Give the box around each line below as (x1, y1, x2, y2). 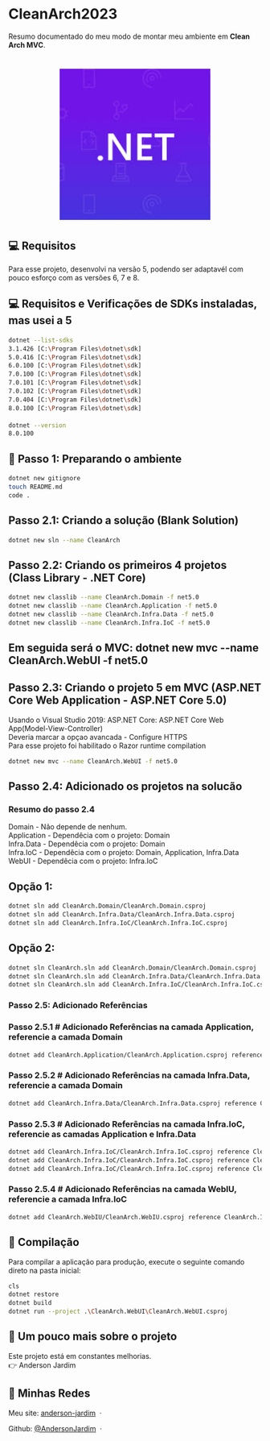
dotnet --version (8, 421, 67, 430)
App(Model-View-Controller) (8, 723, 103, 733)
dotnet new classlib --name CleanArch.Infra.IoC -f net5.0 (8, 618, 211, 627)
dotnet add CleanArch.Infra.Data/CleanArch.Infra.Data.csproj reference (8, 1099, 257, 1107)
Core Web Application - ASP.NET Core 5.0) (8, 694, 227, 708)
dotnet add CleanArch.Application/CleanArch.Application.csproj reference (8, 1051, 264, 1059)
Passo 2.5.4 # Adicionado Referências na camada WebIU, (8, 1184, 237, 1195)
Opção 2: (8, 941, 55, 955)
